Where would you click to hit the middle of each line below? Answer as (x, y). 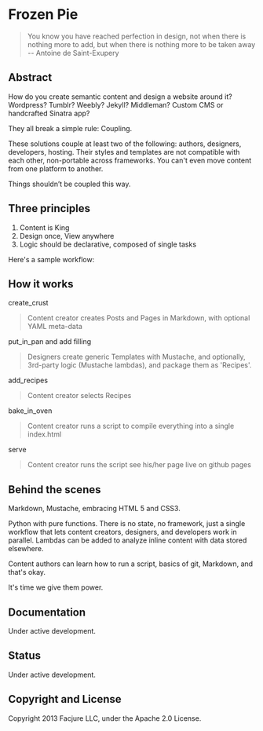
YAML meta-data (55, 327)
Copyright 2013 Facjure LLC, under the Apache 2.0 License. (105, 718)
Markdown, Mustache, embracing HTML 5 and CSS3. (94, 509)
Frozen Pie (43, 15)
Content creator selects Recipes (79, 396)
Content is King (44, 227)
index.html (44, 434)
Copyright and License (65, 699)
